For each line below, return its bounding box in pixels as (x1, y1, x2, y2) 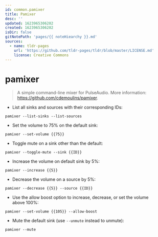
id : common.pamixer (5, 7, 45, 12)
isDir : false (5, 30, 32, 35)
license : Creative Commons (14, 52, 69, 58)
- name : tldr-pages (9, 43, 49, 48)
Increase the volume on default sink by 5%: (12, 158, 100, 164)
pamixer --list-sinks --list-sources (5, 114, 82, 119)
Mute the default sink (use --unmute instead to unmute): (12, 218, 124, 224)
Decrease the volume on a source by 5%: (12, 176, 96, 182)
